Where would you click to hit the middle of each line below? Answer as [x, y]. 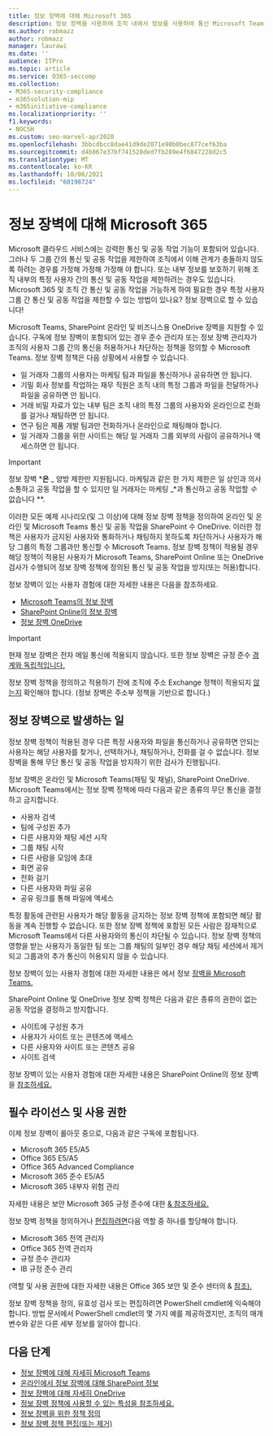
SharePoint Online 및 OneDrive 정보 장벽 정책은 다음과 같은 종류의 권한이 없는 [133, 999]
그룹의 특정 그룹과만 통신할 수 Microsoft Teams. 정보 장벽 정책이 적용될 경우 [138, 547]
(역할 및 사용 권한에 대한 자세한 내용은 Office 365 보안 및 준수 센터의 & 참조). [130, 1286]
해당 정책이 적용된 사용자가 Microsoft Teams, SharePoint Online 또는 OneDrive [136, 556]
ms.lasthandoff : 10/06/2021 [56, 175]
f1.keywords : [30, 122]
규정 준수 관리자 [45, 1259]
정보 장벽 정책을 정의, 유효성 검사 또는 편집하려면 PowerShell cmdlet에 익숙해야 [135, 1304]
